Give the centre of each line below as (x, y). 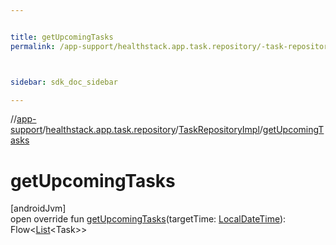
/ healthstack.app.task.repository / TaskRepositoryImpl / (152, 130)
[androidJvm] (38, 208)
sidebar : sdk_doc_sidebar (64, 82)
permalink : (33, 46)
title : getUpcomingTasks (62, 37)
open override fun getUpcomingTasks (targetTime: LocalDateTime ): (148, 219)
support (26, 130)
